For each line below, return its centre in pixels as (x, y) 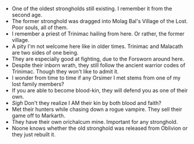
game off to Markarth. (38, 116)
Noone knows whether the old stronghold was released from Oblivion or (100, 128)
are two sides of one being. (45, 52)
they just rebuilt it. (34, 135)
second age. (27, 15)
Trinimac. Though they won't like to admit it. (65, 71)
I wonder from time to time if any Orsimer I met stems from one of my (96, 78)
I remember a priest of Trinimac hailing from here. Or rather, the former (98, 34)
